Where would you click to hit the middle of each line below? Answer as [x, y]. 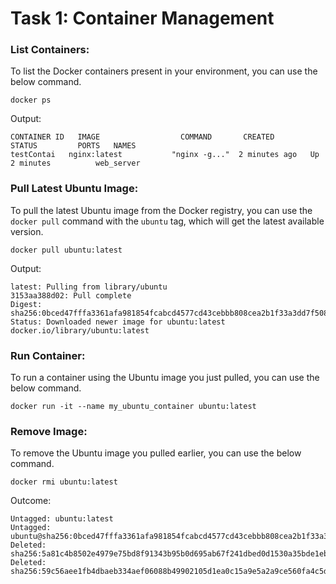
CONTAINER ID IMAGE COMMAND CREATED [142, 137]
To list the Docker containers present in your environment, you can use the [164, 71]
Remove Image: [49, 431]
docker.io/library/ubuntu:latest [80, 330]
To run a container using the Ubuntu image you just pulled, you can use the [165, 378]
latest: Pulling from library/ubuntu [89, 287]
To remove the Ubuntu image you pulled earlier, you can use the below [156, 453]
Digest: [26, 304]
